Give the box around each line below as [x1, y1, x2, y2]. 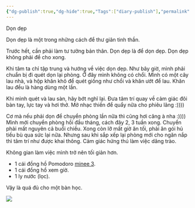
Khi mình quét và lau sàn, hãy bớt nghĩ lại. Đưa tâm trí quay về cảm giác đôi [6, 95, 187, 102]
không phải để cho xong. [6, 53, 66, 60]
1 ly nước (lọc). [14, 172, 50, 179]
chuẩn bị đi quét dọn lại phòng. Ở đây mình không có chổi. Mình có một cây [6, 71, 189, 78]
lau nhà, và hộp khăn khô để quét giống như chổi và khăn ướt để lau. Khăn [6, 77, 186, 84]
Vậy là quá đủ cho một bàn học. [6, 184, 83, 191]
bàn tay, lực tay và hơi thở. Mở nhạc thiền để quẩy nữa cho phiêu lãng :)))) [6, 101, 184, 108]
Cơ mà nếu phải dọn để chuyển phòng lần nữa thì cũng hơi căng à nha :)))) [6, 112, 186, 120]
